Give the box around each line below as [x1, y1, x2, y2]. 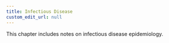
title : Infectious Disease [6, 8, 73, 15]
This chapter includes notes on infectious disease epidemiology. [6, 30, 164, 37]
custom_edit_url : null [6, 14, 62, 20]
